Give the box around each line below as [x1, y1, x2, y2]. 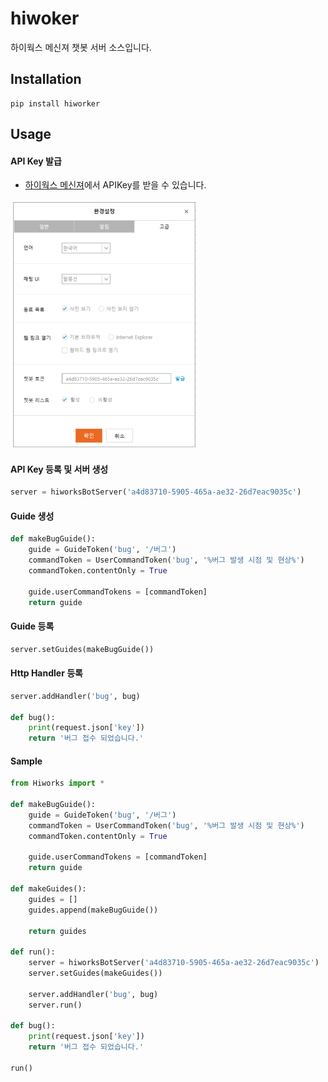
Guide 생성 [10, 510, 55, 522]
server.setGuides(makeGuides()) [28, 968, 163, 979]
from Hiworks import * [10, 778, 105, 789]
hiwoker [10, 7, 80, 30]
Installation [10, 71, 82, 88]
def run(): [10, 947, 56, 957]
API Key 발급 [10, 155, 62, 167]
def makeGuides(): [10, 884, 87, 894]
